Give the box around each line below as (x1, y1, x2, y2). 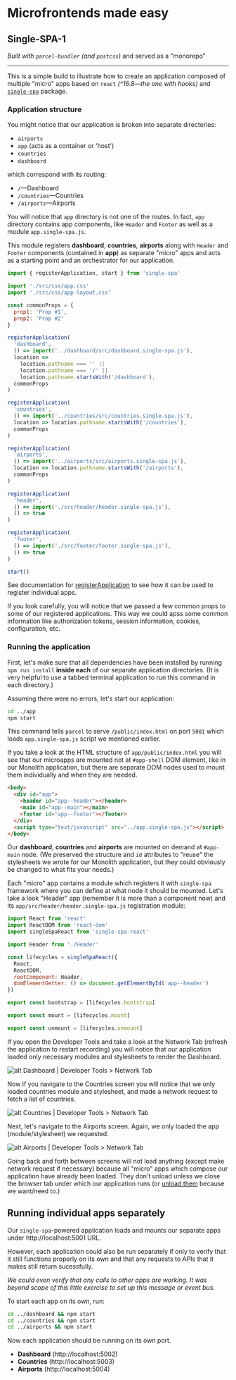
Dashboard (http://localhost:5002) (17, 1350, 118, 1358)
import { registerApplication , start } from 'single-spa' (7, 270, 181, 277)
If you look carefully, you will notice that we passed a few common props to (7, 602, 226, 610)
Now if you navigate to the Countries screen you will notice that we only (7, 1080, 216, 1088)
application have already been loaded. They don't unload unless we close (7, 1171, 221, 1180)
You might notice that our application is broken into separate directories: (7, 121, 216, 129)
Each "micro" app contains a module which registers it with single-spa (7, 879, 212, 887)
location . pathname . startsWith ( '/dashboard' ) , (20, 374, 156, 381)
